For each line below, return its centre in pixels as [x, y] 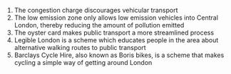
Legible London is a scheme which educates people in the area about [116, 40]
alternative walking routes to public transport [80, 48]
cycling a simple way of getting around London [83, 62]
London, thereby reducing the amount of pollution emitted [99, 25]
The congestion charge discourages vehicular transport [96, 10]
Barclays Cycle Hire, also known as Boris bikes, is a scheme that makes [119, 55]
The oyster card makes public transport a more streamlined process [114, 32]
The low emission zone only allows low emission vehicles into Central [116, 18]
